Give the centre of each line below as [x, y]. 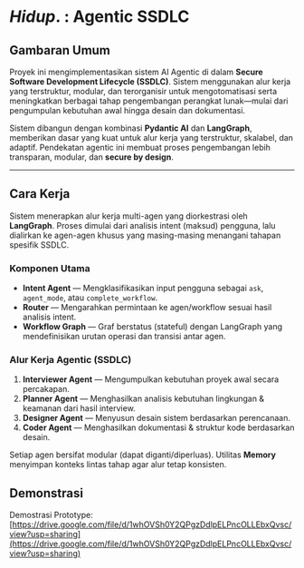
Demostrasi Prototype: [51, 515]
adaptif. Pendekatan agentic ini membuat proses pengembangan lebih [140, 147]
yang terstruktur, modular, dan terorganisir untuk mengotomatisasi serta [143, 91]
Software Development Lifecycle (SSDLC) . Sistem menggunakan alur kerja [150, 82]
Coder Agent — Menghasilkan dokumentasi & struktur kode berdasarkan [158, 427]
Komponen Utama [50, 268]
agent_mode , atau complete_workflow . [90, 298]
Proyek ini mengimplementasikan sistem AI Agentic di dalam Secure [137, 72]
